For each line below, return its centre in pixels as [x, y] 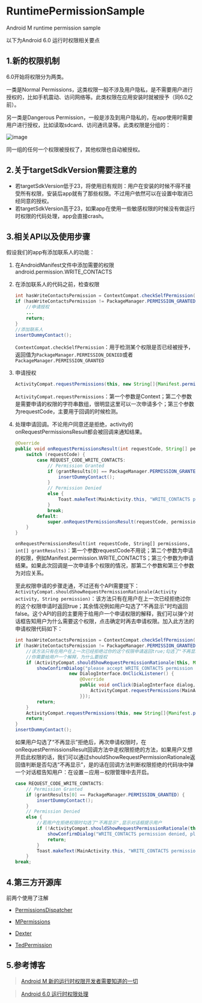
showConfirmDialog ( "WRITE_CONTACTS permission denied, [117, 834]
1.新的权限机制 [33, 61]
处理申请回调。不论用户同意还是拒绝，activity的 [74, 424]
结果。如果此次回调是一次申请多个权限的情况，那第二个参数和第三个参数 [104, 566]
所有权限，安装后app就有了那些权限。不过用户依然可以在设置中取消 [104, 193]
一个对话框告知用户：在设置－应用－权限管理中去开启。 [83, 772]
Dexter [23, 933]
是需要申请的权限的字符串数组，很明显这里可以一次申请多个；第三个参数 [104, 404]
